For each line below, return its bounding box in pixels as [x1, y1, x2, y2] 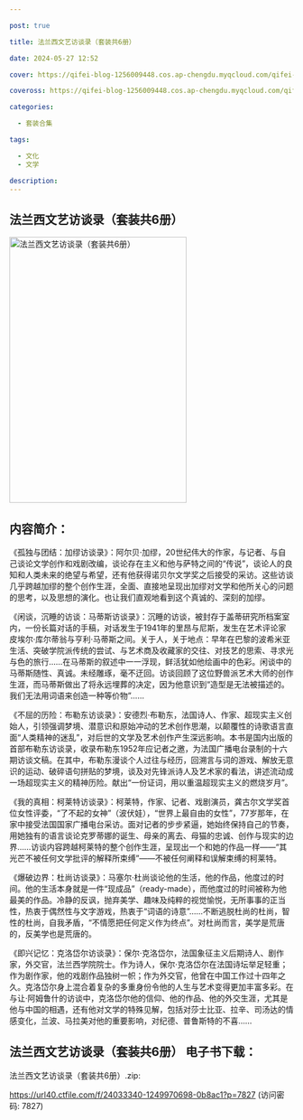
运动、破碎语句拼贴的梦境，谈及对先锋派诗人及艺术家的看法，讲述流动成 [24, 766, 294, 777]
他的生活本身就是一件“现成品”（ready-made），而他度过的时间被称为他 [24, 883, 287, 894]
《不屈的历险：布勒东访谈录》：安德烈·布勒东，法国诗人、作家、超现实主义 [9, 710, 285, 720]
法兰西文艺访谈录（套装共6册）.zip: [9, 1069, 142, 1080]
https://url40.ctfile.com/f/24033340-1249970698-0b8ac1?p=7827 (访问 [9, 1089, 277, 1100]
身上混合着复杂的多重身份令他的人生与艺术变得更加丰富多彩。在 [56, 982, 294, 992]
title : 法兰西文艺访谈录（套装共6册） [9, 37, 136, 46]
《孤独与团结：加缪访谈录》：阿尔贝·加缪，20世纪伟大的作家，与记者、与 [9, 547, 279, 557]
